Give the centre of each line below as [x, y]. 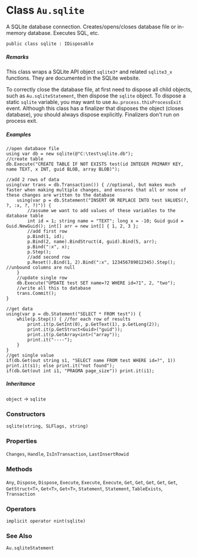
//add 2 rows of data [33, 180]
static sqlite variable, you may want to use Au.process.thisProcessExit [94, 102]
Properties [22, 441]
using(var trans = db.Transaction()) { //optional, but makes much [91, 185]
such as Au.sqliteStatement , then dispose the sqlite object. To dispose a [96, 96]
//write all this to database [54, 288]
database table [25, 216]
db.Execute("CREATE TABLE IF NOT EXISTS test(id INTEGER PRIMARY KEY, [95, 164]
